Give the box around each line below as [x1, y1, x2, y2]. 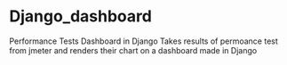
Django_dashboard [9, 6, 153, 27]
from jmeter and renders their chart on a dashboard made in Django [9, 45, 258, 55]
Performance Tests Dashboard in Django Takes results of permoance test [9, 36, 278, 46]
